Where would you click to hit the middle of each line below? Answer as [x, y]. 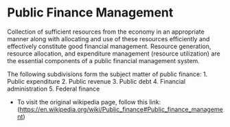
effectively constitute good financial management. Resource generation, [109, 46]
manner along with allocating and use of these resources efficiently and [108, 38]
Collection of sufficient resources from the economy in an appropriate [106, 32]
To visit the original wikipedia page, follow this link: [89, 102]
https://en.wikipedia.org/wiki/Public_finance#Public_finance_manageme [121, 109]
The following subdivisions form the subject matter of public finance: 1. [107, 74]
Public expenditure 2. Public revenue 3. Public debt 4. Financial [96, 81]
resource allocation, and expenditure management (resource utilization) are [114, 54]
